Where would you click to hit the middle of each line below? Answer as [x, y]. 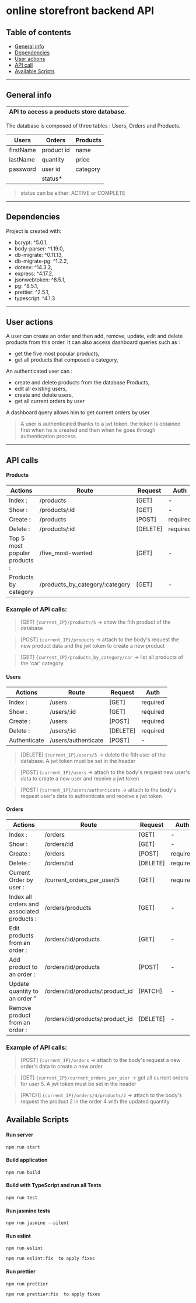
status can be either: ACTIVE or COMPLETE [73, 193]
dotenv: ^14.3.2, [33, 267]
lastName [22, 159]
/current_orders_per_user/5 [82, 880]
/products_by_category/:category [85, 585]
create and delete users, [44, 395]
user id [51, 169]
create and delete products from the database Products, [82, 383]
